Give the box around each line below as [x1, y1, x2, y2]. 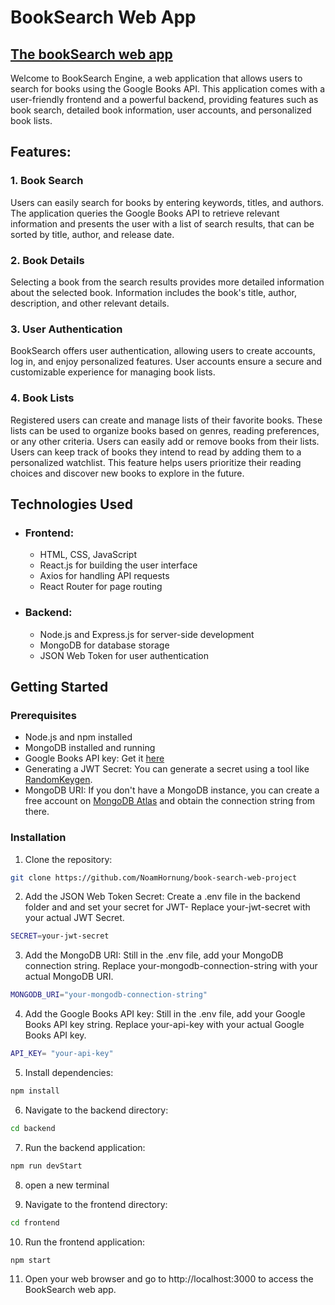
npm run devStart [10, 1161, 83, 1171]
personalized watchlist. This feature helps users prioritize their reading [10, 456, 302, 468]
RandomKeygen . [24, 774, 93, 786]
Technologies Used [10, 496, 133, 513]
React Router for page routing [39, 581, 163, 593]
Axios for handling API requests [39, 570, 170, 582]
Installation [10, 831, 67, 845]
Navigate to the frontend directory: [24, 1198, 168, 1210]
